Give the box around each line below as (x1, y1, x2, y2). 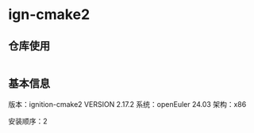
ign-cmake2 (8, 6, 90, 24)
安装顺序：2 (8, 116, 48, 126)
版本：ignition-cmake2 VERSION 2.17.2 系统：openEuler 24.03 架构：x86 (8, 99, 247, 108)
